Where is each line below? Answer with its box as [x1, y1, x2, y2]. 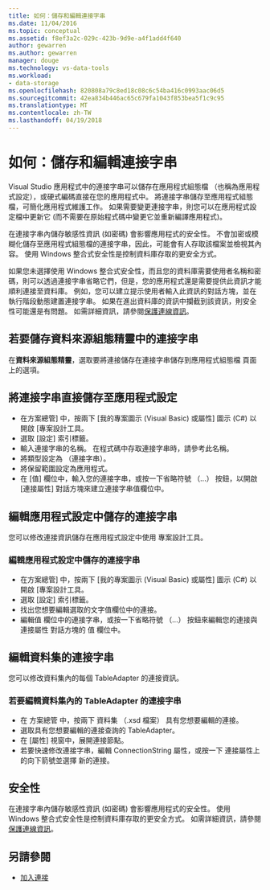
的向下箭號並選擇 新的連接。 [19, 755, 114, 765]
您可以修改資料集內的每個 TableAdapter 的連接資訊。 [8, 673, 183, 683]
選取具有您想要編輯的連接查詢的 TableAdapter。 [19, 725, 179, 735]
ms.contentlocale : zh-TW [8, 109, 92, 117]
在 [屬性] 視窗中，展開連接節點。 [19, 735, 129, 744]
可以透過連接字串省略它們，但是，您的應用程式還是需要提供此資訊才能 [29, 276, 262, 285]
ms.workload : [8, 72, 52, 80]
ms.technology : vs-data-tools [8, 64, 110, 72]
